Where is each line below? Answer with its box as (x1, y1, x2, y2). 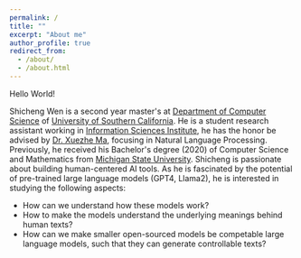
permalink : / (9, 13, 59, 23)
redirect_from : (9, 47, 67, 56)
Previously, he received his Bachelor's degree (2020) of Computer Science (9, 143, 289, 154)
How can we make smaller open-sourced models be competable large (22, 228, 285, 239)
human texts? (22, 218, 73, 230)
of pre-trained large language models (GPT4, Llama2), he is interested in (9, 172, 279, 183)
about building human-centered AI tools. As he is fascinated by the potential (9, 163, 293, 174)
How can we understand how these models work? (22, 199, 210, 210)
